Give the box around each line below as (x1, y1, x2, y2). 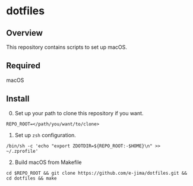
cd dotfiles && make (6, 175, 58, 181)
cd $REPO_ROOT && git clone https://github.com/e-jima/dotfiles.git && (6, 170, 187, 176)
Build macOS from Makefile (14, 159, 82, 166)
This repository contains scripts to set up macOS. (6, 43, 128, 51)
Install (6, 94, 30, 104)
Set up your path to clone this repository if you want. (14, 109, 144, 116)
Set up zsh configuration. (14, 131, 76, 138)
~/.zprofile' (6, 148, 39, 154)
